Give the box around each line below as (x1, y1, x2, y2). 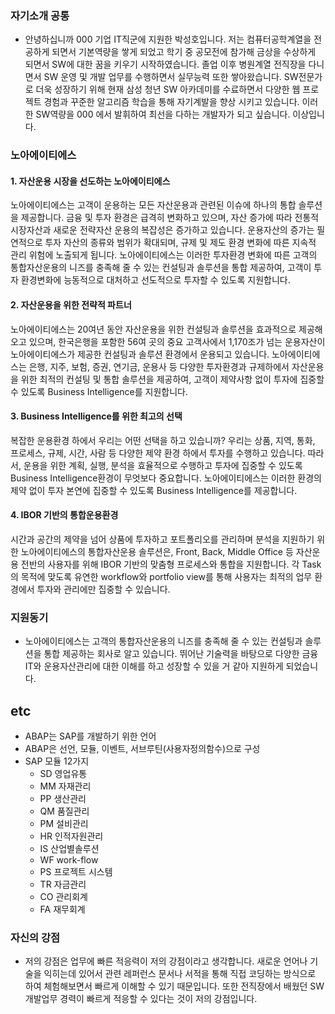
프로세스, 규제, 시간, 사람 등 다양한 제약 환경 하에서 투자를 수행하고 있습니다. (10, 447, 306, 459)
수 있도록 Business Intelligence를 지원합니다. (10, 385, 189, 397)
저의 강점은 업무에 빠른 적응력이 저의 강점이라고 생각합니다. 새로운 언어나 (24, 955, 308, 967)
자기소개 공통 (10, 8, 70, 22)
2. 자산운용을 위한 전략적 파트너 (10, 299, 132, 311)
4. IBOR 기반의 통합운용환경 (10, 509, 119, 521)
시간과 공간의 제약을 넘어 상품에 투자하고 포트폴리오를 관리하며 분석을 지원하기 (10, 533, 315, 546)
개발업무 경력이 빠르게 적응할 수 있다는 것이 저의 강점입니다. (24, 993, 258, 1005)
